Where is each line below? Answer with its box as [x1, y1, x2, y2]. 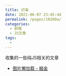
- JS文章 [9, 31, 26, 36]
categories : [5, 21, 30, 27]
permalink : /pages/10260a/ [5, 17, 61, 22]
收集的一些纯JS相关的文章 [5, 54, 59, 60]
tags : [5, 36, 16, 41]
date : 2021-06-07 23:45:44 [5, 12, 61, 17]
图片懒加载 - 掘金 [12, 65, 48, 71]
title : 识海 [5, 7, 28, 13]
